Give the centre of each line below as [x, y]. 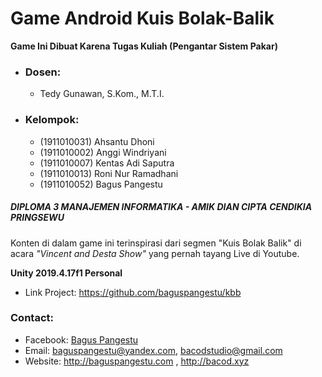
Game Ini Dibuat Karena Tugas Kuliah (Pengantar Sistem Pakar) [144, 46]
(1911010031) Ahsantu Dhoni [97, 141]
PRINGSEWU [37, 218]
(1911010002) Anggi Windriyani [103, 152]
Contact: [32, 318]
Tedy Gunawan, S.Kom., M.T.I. [102, 94]
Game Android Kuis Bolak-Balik [142, 18]
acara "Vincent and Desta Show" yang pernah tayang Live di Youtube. [155, 253]
